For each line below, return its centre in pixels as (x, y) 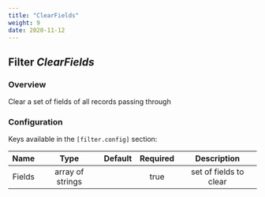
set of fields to (217, 172)
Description (218, 158)
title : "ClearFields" (44, 15)
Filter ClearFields (51, 62)
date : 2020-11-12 (37, 30)
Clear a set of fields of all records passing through (90, 102)
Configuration (35, 121)
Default (118, 158)
